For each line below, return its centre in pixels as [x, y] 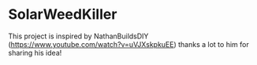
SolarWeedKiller [63, 14]
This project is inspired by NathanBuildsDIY [78, 36]
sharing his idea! [35, 52]
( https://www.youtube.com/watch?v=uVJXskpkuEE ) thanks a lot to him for [129, 44]
